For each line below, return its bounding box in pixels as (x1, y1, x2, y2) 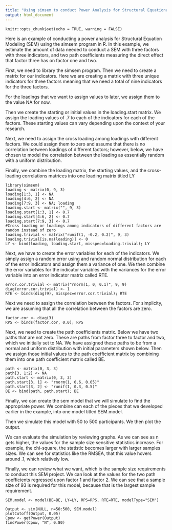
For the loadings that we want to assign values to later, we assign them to (5, 94, 160, 100)
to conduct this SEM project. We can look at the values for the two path (5, 471, 156, 477)
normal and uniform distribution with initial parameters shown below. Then (5, 345, 162, 351)
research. (5, 125, 26, 132)
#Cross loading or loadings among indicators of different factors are (5, 223, 161, 228)
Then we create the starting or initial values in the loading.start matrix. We (5, 109, 161, 115)
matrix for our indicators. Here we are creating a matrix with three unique (5, 72, 160, 79)
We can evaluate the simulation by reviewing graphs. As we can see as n (5, 434, 159, 440)
